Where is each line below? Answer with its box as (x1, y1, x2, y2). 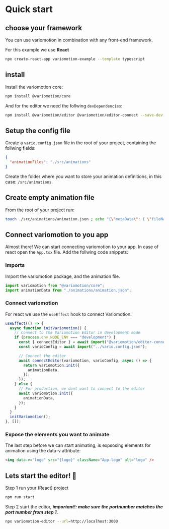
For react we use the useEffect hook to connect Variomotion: (5, 311, 132, 317)
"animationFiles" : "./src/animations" (10, 160, 92, 165)
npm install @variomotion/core (5, 93, 71, 99)
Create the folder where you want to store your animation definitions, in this (5, 173, 162, 180)
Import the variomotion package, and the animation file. (5, 273, 120, 279)
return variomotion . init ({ (23, 363, 80, 368)
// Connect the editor (18, 353, 66, 359)
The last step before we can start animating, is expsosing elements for (5, 442, 151, 448)
